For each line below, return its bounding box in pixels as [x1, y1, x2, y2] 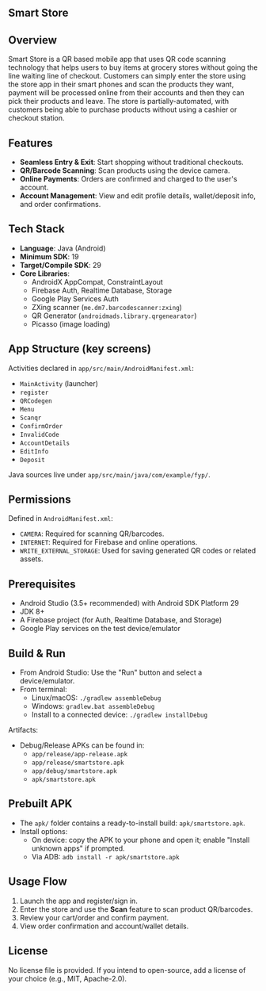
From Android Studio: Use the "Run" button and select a [19, 668, 203, 677]
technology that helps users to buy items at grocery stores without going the [8, 63, 258, 72]
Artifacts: [8, 725, 38, 735]
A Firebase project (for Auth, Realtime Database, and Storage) [19, 615, 222, 625]
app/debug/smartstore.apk [31, 767, 117, 775]
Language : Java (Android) [19, 243, 106, 253]
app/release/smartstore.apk [31, 759, 124, 767]
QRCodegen [19, 396, 53, 405]
